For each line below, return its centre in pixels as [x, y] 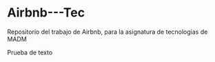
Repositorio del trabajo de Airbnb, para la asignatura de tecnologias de [107, 32]
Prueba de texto [30, 52]
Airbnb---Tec [46, 13]
